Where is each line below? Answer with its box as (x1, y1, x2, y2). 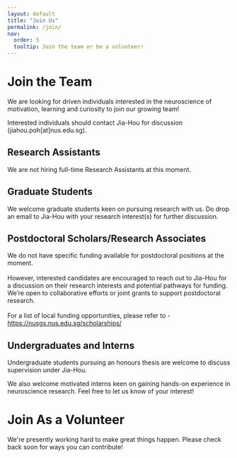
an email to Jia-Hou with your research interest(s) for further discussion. (7, 212, 219, 220)
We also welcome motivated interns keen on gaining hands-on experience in (7, 379, 231, 388)
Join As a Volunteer (7, 412, 125, 428)
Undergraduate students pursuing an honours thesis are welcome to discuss (7, 358, 231, 367)
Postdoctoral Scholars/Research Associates (7, 232, 207, 244)
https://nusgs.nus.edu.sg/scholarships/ (7, 319, 122, 328)
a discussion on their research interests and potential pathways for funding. (7, 281, 228, 290)
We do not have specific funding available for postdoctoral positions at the (7, 251, 224, 260)
